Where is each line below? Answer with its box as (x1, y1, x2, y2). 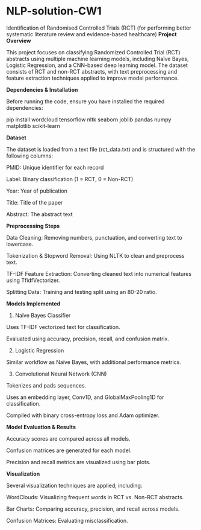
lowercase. (6, 240, 34, 247)
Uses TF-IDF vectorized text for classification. (6, 323, 120, 330)
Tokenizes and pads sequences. (6, 382, 87, 389)
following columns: (6, 152, 53, 159)
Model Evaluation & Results (6, 423, 76, 430)
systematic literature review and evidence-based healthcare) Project (6, 30, 177, 37)
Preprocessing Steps (6, 222, 60, 229)
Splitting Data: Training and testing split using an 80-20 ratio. (6, 288, 158, 295)
